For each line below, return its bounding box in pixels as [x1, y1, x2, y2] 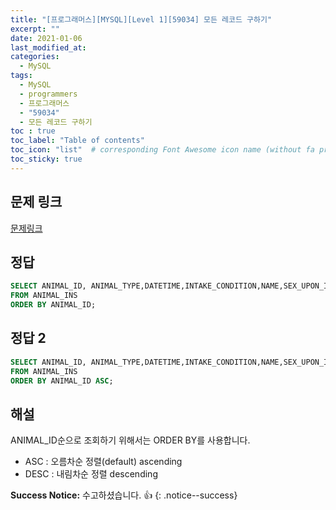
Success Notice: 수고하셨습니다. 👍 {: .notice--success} [10, 489, 238, 501]
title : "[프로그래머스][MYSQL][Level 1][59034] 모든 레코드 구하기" [10, 14, 273, 25]
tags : [10, 71, 33, 81]
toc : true [10, 126, 56, 136]
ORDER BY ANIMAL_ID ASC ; [10, 376, 114, 386]
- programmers [19, 89, 78, 99]
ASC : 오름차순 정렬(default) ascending [24, 456, 183, 468]
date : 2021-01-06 [10, 33, 83, 43]
